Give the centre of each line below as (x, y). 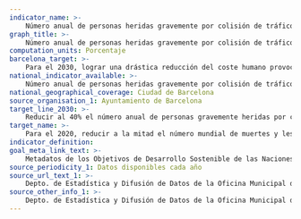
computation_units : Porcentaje (68, 51)
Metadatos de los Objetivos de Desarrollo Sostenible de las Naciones (160, 159)
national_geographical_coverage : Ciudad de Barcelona (112, 92)
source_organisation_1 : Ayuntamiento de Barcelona (106, 101)
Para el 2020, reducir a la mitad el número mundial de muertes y (152, 134)
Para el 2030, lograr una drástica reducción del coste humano (146, 68)
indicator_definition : (52, 142)
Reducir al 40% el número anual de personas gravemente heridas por (156, 117)
